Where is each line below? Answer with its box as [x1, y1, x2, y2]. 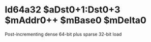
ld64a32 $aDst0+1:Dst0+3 [5, 4, 120, 15]
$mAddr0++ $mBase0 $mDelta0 [5, 14, 147, 26]
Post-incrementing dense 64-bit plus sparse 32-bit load [5, 31, 122, 37]
